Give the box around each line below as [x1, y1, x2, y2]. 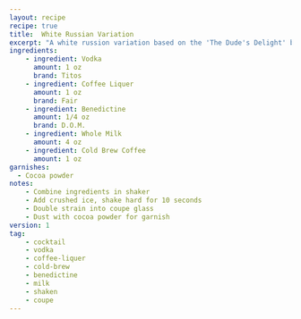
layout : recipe [9, 13, 66, 22]
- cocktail [25, 238, 66, 247]
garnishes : [9, 163, 50, 172]
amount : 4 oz [32, 138, 82, 147]
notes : [9, 180, 34, 189]
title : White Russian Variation [9, 29, 134, 38]
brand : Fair [32, 96, 78, 105]
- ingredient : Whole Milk [25, 130, 123, 139]
